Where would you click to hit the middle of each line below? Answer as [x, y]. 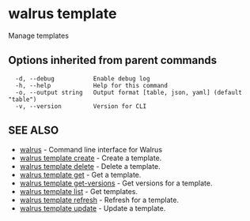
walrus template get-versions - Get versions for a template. [116, 183]
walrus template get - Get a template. [80, 174]
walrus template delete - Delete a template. [90, 166]
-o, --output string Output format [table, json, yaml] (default [129, 92]
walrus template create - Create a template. [91, 158]
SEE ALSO [34, 131]
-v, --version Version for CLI [81, 106]
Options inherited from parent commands [113, 60]
